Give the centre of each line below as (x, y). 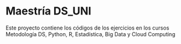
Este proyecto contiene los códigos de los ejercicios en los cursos (87, 28)
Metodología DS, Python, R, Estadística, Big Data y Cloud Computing (91, 34)
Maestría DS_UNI (48, 11)
